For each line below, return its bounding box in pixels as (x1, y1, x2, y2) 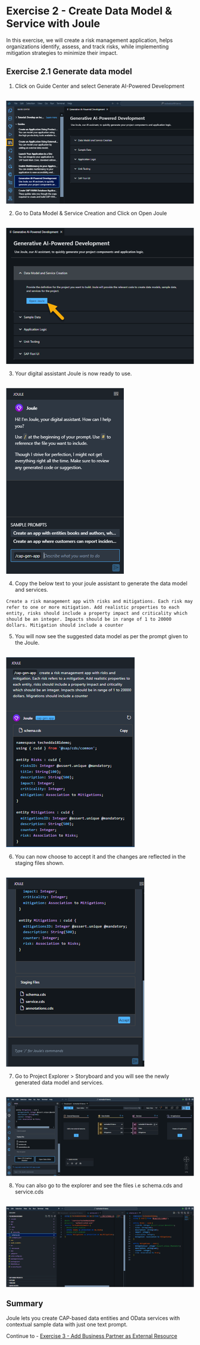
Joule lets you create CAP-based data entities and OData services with (6, 1314, 180, 1322)
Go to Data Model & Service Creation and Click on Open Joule (14, 210, 167, 217)
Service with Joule (6, 17, 101, 30)
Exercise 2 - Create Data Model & (6, 4, 173, 18)
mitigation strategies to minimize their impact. (6, 49, 118, 56)
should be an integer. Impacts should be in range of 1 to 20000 (6, 616, 171, 623)
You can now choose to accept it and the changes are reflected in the (14, 853, 186, 860)
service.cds (14, 1188, 44, 1195)
